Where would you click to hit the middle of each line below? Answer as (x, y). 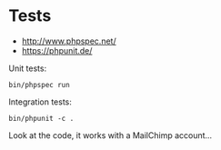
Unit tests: (28, 68)
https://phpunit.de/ (57, 50)
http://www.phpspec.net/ (69, 41)
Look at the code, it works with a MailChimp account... (110, 135)
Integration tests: (40, 102)
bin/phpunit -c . (41, 118)
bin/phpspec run (39, 85)
